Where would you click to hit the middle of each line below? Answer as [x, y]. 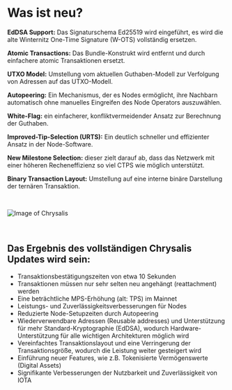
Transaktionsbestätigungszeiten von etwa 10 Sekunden [96, 276]
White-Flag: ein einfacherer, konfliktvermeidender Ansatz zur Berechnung [114, 116]
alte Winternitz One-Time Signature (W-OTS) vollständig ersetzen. [102, 39]
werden [28, 291]
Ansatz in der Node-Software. [50, 144]
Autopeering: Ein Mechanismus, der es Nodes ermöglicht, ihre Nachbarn [113, 95]
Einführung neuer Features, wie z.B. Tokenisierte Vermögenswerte [113, 358]
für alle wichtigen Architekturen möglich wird [125, 336]
